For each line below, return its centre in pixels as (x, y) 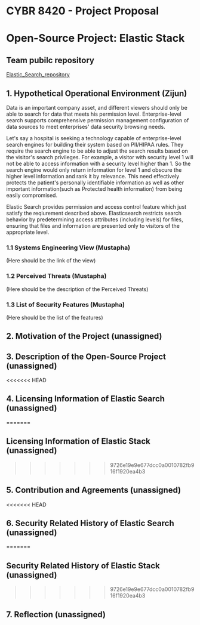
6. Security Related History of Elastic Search (90, 523)
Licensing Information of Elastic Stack (78, 442)
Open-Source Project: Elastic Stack (96, 38)
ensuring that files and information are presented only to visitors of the (93, 226)
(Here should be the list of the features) (55, 317)
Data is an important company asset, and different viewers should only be (97, 108)
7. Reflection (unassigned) (56, 615)
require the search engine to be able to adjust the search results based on (97, 151)
